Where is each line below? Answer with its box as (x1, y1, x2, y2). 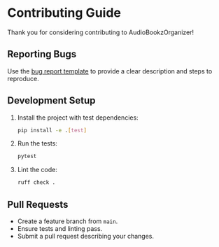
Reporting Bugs (7, 48, 77, 60)
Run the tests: (17, 139, 58, 148)
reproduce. (7, 74, 40, 83)
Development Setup (7, 94, 96, 106)
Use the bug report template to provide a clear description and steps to (7, 66, 213, 75)
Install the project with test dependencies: (17, 113, 139, 122)
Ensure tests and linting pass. (17, 225, 103, 232)
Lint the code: (17, 166, 58, 174)
